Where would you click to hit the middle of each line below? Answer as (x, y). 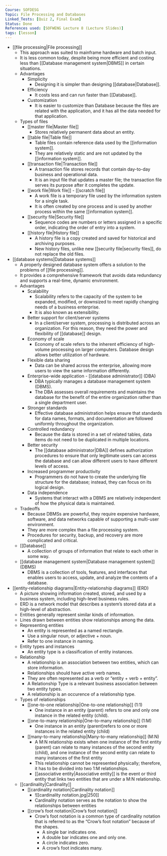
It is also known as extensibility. (67, 312)
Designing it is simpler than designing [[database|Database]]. (98, 84)
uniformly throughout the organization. (74, 424)
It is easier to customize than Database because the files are (97, 106)
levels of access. (52, 466)
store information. (45, 668)
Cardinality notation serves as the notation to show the (91, 800)
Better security (43, 445)
